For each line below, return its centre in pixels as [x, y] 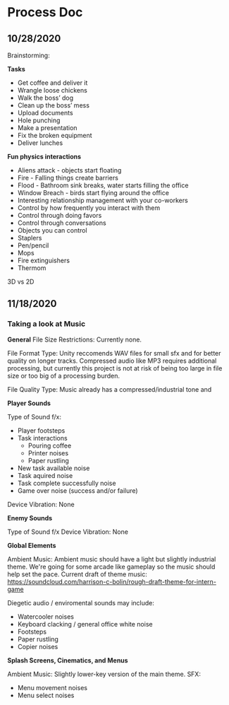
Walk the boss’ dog [45, 98]
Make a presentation [47, 128]
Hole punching [39, 120]
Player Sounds [29, 403]
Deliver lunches [40, 143]
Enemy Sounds [30, 518]
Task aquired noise [45, 475]
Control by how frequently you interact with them [89, 208]
